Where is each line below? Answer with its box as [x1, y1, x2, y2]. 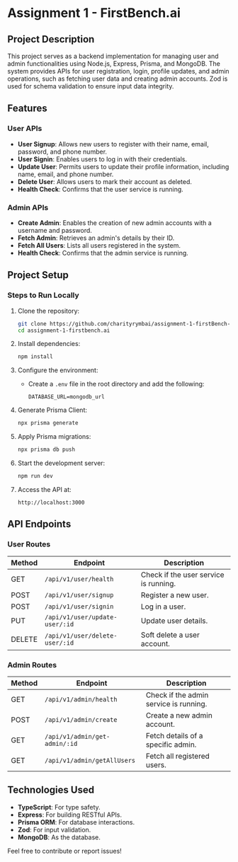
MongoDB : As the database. [17, 833, 101, 841]
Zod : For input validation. [17, 825, 91, 834]
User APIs [7, 124, 42, 134]
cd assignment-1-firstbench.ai [17, 327, 110, 334]
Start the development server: [17, 459, 106, 468]
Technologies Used [7, 784, 94, 796]
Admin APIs [7, 202, 49, 212]
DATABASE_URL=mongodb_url [28, 393, 105, 401]
